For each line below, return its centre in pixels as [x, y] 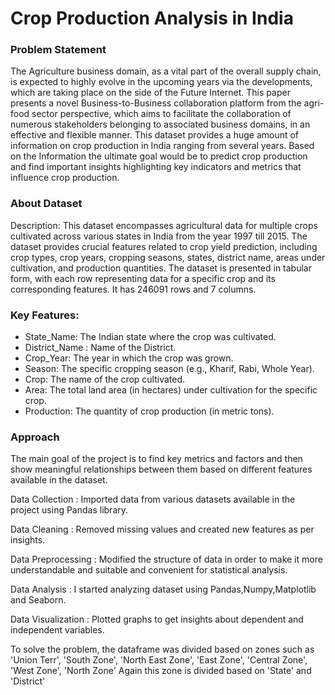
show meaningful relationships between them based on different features [161, 469]
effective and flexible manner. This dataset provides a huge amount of [155, 135]
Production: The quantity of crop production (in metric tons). [149, 411]
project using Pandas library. [69, 510]
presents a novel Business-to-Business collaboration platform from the [156, 103]
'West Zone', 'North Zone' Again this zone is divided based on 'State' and [161, 671]
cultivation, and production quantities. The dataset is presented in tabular [161, 268]
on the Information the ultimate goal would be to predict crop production [159, 156]
